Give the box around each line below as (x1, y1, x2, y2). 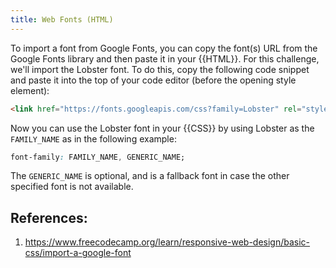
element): (10, 84, 50, 96)
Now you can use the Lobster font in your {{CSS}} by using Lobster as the (10, 122, 315, 134)
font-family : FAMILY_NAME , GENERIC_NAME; (10, 152, 186, 162)
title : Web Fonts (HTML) (10, 14, 114, 25)
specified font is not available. (10, 181, 134, 193)
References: (10, 209, 88, 226)
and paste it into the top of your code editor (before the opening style (10, 74, 297, 86)
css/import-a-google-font (24, 247, 132, 259)
